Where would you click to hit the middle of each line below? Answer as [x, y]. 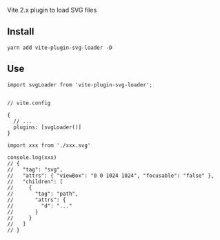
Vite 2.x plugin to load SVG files [52, 10]
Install [21, 31]
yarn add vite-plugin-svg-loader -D [60, 48]
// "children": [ [35, 182]
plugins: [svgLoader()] [47, 127]
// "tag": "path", [43, 194]
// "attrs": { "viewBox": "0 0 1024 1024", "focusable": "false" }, [111, 176]
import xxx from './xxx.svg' [49, 145]
